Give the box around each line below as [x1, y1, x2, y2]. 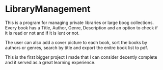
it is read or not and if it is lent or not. [5, 30, 80, 36]
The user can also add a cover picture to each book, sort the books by [5, 39, 147, 45]
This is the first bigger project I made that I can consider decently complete [5, 54, 158, 60]
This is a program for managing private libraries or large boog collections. [5, 20, 154, 25]
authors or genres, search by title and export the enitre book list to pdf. [5, 45, 148, 50]
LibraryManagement [5, 3, 91, 15]
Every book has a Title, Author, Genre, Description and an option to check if [5, 24, 158, 30]
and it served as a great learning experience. [5, 59, 96, 65]
